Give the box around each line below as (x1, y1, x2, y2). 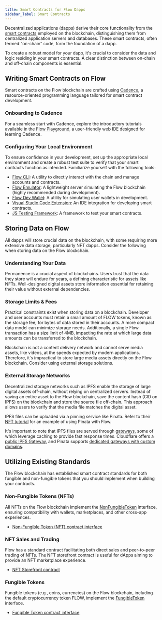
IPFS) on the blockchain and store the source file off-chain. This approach (5, 399, 153, 405)
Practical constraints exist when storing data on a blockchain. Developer (5, 309, 149, 315)
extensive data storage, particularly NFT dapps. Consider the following (5, 242, 146, 248)
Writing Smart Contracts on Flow (5, 74, 106, 83)
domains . (5, 443, 24, 449)
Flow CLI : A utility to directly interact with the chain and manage (12, 174, 139, 180)
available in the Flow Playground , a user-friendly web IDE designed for (5, 126, 146, 132)
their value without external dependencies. (5, 286, 90, 292)
